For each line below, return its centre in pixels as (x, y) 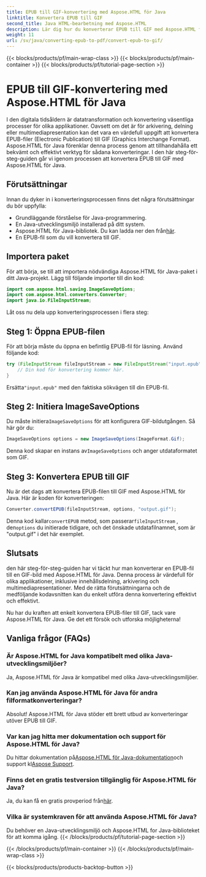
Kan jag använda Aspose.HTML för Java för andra (82, 693)
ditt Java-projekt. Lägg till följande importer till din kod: (76, 278)
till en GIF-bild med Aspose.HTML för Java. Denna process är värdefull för (100, 574)
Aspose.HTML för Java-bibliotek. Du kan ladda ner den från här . (95, 230)
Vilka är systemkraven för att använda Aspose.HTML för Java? (102, 817)
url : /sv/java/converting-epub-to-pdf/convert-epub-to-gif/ (85, 41)
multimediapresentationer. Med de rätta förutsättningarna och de (88, 588)
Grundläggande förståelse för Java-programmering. (81, 217)
